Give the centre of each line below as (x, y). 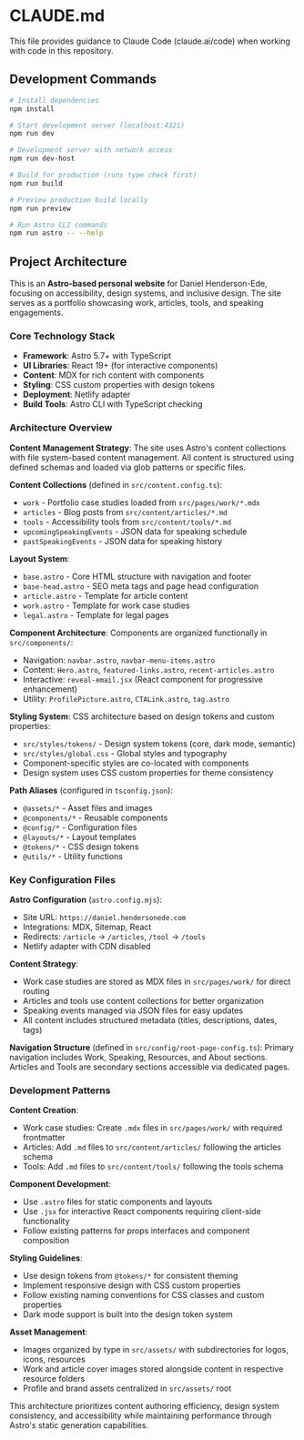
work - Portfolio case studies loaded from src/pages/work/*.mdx (142, 502)
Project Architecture (68, 262)
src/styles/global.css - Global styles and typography (125, 753)
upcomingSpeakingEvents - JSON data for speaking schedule (135, 531)
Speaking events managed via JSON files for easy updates (133, 1010)
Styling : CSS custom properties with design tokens (119, 385)
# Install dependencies (55, 100)
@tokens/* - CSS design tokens (81, 847)
